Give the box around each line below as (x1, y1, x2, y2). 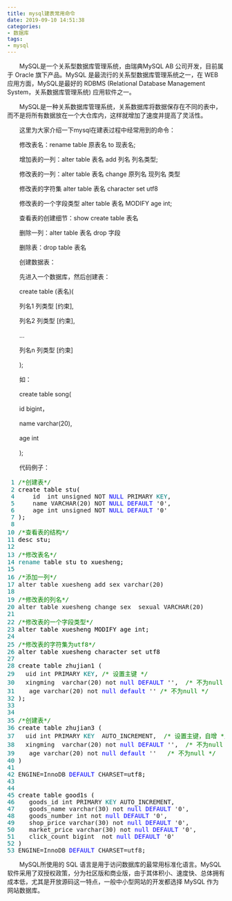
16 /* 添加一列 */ (7, 574, 57, 581)
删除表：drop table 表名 (19, 243, 87, 251)
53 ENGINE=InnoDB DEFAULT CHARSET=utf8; (7, 846, 146, 854)
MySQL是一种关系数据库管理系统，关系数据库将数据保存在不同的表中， (19, 103, 222, 110)
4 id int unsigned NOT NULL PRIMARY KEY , (10, 493, 171, 501)
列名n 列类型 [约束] (19, 346, 74, 354)
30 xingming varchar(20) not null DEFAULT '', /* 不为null (7, 679, 224, 686)
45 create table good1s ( (7, 791, 95, 799)
